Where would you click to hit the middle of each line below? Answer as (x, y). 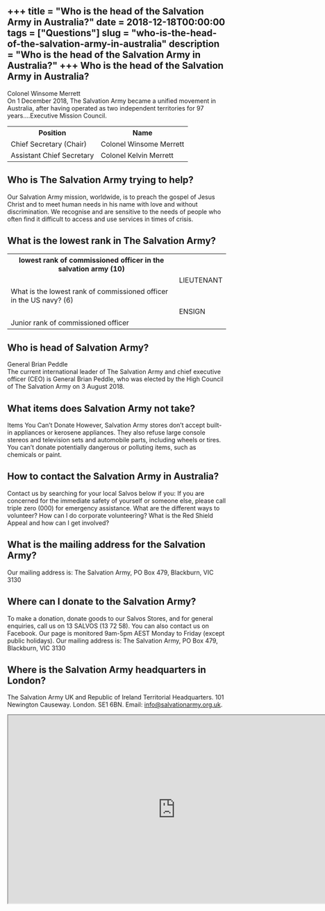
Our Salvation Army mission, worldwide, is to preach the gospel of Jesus (111, 197)
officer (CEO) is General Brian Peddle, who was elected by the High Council (115, 379)
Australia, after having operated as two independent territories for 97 (106, 108)
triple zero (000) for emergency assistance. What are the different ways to (114, 508)
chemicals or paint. (35, 455)
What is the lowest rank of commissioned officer (90, 291)
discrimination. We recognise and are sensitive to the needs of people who (114, 211)
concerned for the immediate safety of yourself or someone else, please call (117, 501)
